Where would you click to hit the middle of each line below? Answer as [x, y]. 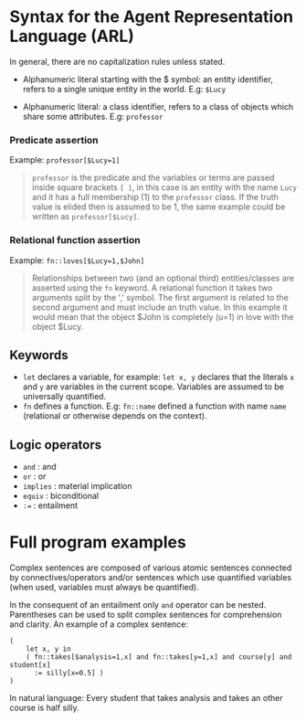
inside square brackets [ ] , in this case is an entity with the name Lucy [164, 187]
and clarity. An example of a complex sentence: [99, 624]
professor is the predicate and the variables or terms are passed [153, 178]
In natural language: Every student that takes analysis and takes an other [146, 698]
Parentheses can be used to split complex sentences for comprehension [146, 615]
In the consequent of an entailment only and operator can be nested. [138, 605]
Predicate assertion [54, 140]
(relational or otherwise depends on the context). [115, 416]
